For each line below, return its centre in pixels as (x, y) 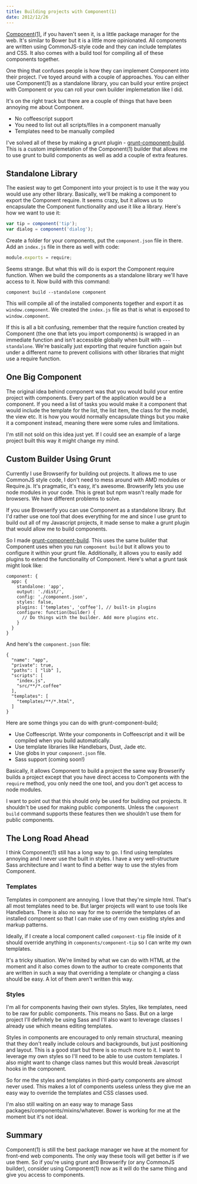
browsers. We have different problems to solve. (64, 498)
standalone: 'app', (41, 586)
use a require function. (34, 359)
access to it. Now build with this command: (58, 281)
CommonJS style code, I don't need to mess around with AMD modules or (96, 480)
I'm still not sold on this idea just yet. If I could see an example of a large (94, 434)
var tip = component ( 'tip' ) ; (42, 224)
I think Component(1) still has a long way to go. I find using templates (89, 853)
